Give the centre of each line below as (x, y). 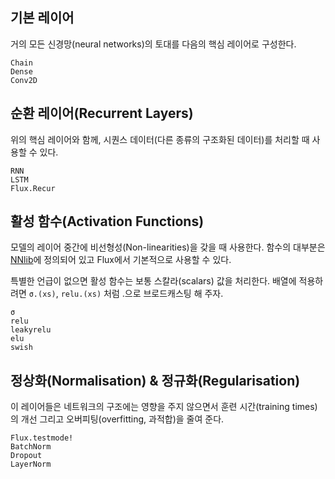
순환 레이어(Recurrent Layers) (102, 113)
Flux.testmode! (42, 438)
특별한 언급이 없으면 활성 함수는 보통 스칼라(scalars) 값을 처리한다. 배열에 (153, 281)
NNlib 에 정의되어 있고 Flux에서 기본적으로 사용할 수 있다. (121, 260)
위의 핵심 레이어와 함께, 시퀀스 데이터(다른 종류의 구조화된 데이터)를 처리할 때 (160, 139)
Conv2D (24, 80)
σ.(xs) (42, 294)
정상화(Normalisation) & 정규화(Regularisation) (155, 380)
